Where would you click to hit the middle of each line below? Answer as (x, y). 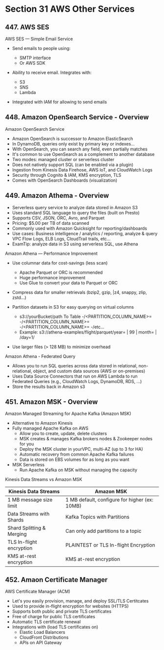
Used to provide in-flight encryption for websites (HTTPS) (70, 606)
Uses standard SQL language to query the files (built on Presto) (76, 213)
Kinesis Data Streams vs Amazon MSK (44, 480)
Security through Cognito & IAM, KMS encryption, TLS (67, 175)
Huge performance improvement (52, 277)
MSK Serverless (28, 465)
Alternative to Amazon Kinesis (42, 423)
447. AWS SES (27, 27)
